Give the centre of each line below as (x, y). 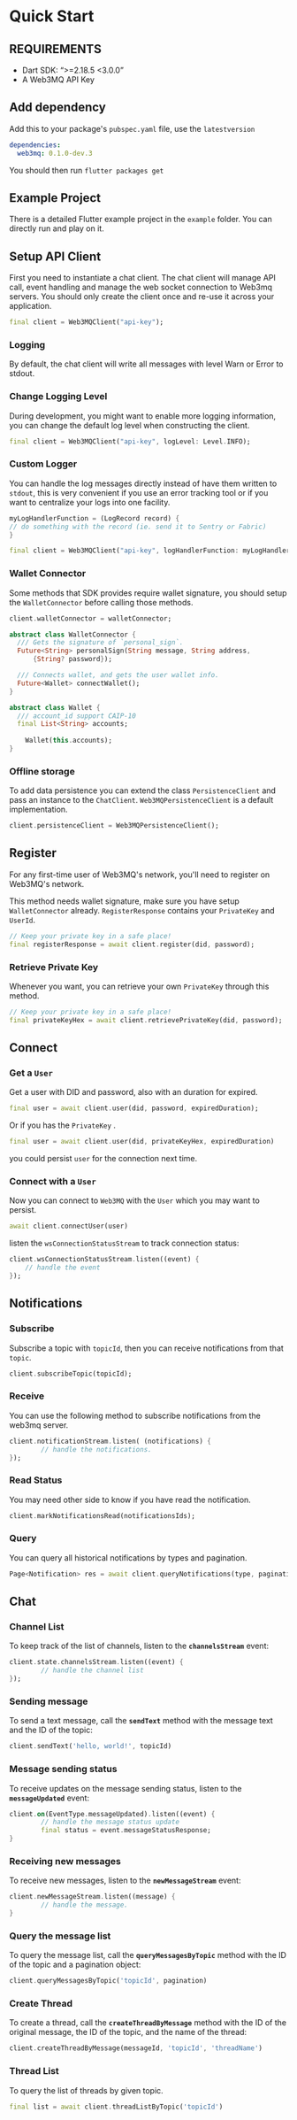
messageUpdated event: (49, 1798)
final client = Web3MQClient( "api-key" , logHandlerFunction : (124, 551)
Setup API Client (55, 256)
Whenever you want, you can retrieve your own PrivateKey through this (139, 986)
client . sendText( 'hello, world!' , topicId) (91, 1746)
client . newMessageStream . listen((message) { (92, 1897)
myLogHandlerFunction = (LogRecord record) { (94, 518)
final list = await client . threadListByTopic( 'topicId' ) (116, 2107)
